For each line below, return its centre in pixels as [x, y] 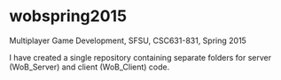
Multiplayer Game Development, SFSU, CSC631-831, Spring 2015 [128, 40]
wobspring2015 [68, 16]
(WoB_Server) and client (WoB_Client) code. [90, 67]
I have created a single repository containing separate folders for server [140, 57]
